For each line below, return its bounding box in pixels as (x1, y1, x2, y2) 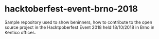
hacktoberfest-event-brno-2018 (4, 3, 138, 14)
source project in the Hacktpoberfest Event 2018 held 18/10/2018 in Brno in (4, 24, 155, 30)
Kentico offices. (4, 29, 36, 35)
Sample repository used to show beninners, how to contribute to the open (4, 19, 153, 25)
